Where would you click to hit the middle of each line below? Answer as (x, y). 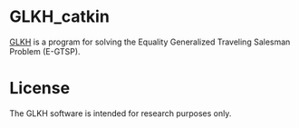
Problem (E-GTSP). (45, 51)
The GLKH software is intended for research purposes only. (121, 113)
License (40, 89)
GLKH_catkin (60, 17)
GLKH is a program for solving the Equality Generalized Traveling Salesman (150, 42)
